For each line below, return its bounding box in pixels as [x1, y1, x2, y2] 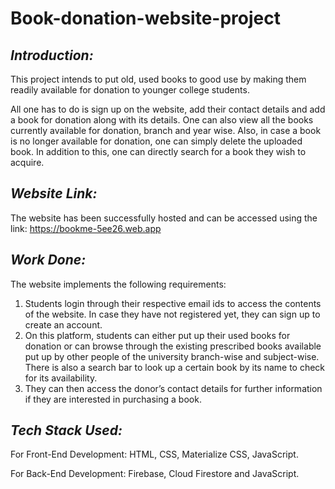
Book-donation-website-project [10, 7, 281, 30]
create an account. [24, 318, 103, 331]
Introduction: [10, 47, 94, 64]
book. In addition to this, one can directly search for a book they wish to [10, 146, 307, 157]
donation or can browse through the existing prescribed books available [24, 340, 322, 352]
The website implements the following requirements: [10, 278, 227, 290]
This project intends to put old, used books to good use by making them [10, 73, 307, 85]
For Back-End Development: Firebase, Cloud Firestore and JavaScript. [10, 468, 300, 480]
